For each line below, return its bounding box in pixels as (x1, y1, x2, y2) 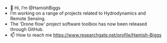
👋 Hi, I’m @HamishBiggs (10, 5, 61, 11)
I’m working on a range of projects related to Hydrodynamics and (10, 10, 146, 16)
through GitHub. (10, 26, 44, 32)
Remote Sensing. (10, 16, 46, 21)
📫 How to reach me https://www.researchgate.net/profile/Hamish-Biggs (10, 32, 162, 38)
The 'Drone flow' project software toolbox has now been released (10, 21, 147, 27)
